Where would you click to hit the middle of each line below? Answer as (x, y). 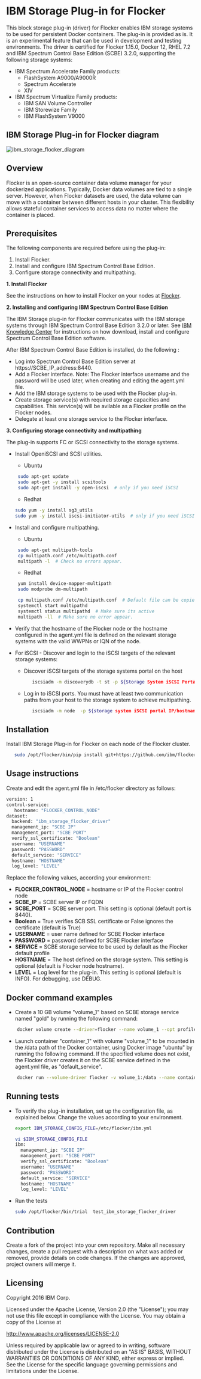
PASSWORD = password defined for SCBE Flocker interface (89, 940)
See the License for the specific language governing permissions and (92, 1364)
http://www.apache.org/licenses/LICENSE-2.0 (63, 1333)
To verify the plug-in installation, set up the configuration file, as (94, 1111)
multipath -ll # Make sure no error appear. (75, 617)
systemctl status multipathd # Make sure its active (86, 611)
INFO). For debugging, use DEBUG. (58, 979)
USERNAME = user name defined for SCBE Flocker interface (90, 934)
